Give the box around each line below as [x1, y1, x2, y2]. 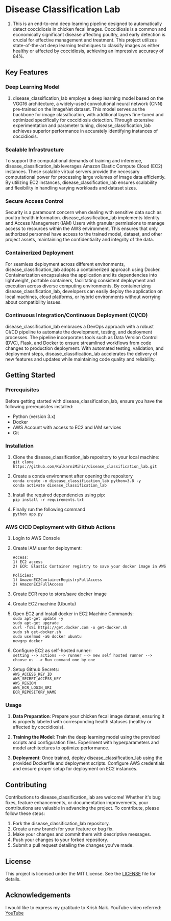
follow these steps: [5, 810, 45, 817]
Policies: [12, 573, 34, 578]
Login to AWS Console [12, 535, 60, 541]
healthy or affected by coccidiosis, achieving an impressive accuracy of [12, 48, 164, 54]
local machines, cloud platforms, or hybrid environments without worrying [5, 294, 161, 300]
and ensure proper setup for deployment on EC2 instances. [12, 766, 138, 772]
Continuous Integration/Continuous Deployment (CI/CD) [5, 311, 148, 319]
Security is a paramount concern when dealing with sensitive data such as [5, 209, 162, 216]
